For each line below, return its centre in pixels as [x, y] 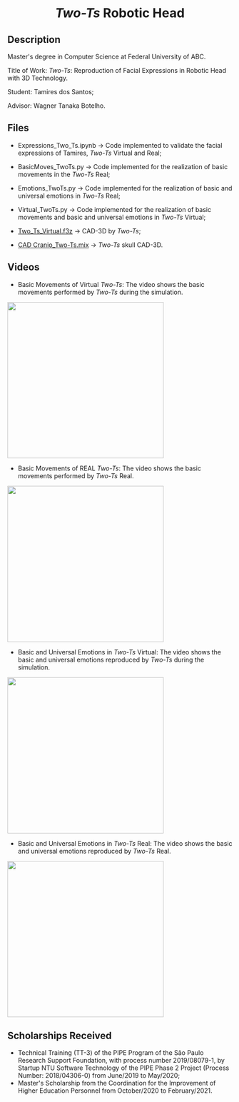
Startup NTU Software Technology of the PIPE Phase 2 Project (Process [123, 1068]
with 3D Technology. [38, 78]
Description [34, 40]
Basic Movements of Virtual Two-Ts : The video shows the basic [111, 284]
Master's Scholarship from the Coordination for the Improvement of [117, 1083]
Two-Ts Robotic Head [120, 13]
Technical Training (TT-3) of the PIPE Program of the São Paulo [111, 1053]
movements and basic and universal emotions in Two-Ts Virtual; [112, 217]
